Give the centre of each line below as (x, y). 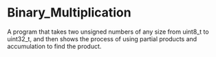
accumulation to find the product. (54, 46)
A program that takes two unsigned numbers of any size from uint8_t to (108, 32)
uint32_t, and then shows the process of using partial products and (102, 38)
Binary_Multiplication (69, 13)
